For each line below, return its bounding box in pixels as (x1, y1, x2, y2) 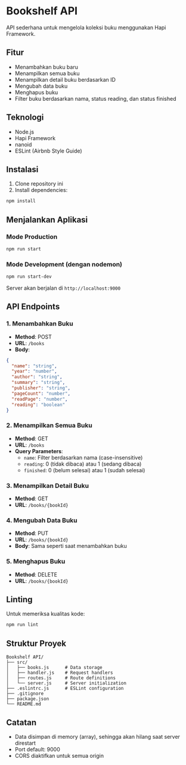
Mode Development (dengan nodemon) (6, 260, 123, 268)
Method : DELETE (14, 571, 58, 578)
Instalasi (6, 164, 39, 174)
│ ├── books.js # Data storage (6, 665, 103, 671)
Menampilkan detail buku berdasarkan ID (14, 76, 116, 83)
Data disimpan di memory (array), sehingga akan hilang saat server (14, 733, 181, 740)
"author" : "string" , (11, 374, 63, 380)
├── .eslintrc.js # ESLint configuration (6, 686, 124, 692)
